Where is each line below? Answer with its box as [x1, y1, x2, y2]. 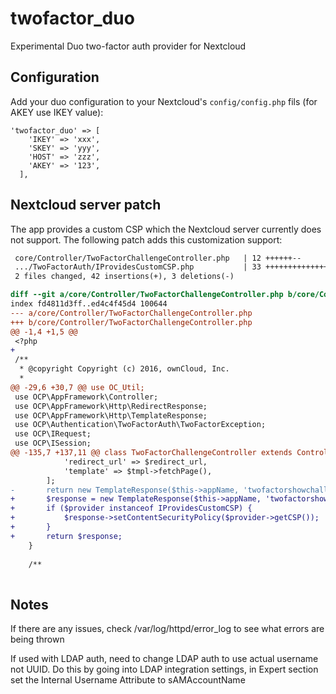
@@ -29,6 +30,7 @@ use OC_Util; [10, 382, 145, 392]
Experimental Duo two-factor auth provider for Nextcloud [10, 40, 247, 52]
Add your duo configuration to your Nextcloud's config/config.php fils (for [10, 95, 318, 107]
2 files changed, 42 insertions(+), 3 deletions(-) [14, 272, 235, 282]
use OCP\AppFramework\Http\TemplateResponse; [14, 410, 208, 421]
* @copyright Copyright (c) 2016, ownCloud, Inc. [19, 364, 230, 374]
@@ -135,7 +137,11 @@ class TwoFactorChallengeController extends [10, 448, 293, 458]
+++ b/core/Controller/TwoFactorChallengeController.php [10, 317, 253, 327]
